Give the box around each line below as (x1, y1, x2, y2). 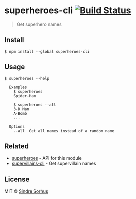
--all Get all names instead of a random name (13, 128, 114, 133)
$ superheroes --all (13, 102, 56, 107)
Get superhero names (16, 21, 62, 27)
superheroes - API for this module (11, 155, 82, 161)
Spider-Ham (13, 93, 36, 98)
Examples (9, 85, 27, 90)
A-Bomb (13, 111, 27, 116)
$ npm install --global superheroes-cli (4, 49, 90, 54)
